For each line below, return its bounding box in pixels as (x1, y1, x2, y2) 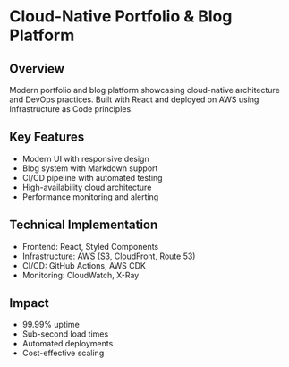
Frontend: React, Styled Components (21, 241, 159, 252)
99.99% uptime (21, 320, 81, 330)
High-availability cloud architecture (21, 182, 152, 192)
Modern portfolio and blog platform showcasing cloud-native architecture (9, 85, 280, 95)
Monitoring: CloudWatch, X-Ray (21, 269, 140, 280)
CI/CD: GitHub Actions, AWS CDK (21, 260, 146, 270)
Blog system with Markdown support (21, 163, 158, 174)
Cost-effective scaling (21, 347, 105, 359)
